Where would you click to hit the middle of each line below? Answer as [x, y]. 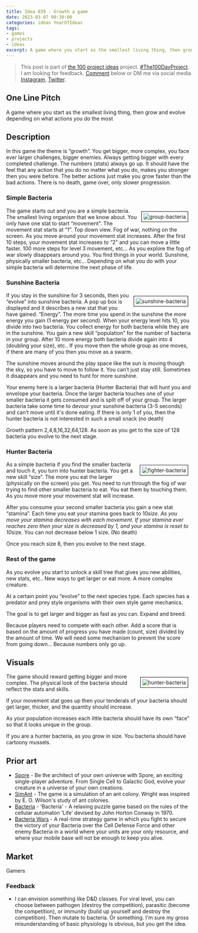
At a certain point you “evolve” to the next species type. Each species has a [98, 596]
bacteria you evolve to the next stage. [52, 436]
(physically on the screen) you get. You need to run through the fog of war [96, 483]
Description [28, 137]
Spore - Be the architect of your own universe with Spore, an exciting [98, 775]
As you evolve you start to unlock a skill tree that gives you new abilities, [94, 572]
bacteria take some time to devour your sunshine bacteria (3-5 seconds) [94, 406]
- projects [19, 39]
